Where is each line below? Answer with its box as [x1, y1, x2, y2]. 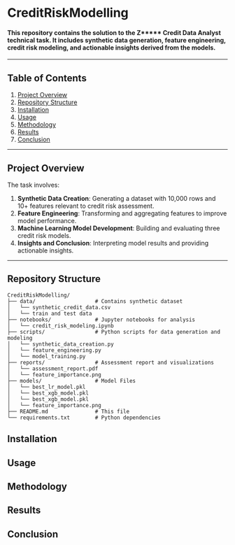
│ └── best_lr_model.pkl [7, 383, 86, 390]
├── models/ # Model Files [7, 377, 136, 384]
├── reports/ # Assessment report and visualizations [7, 359, 215, 366]
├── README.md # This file [7, 408, 130, 415]
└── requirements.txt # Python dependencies [7, 414, 161, 421]
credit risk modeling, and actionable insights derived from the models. [7, 43, 216, 52]
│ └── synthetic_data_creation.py [7, 341, 114, 348]
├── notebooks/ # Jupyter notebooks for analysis [7, 316, 196, 323]
